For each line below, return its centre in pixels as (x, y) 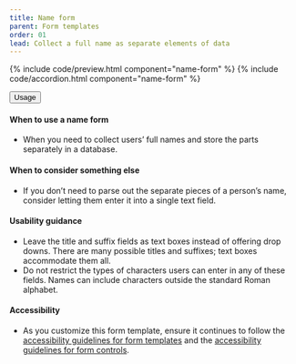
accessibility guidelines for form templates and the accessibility (142, 340)
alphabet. (41, 289)
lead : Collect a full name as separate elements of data (120, 43)
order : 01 (28, 35)
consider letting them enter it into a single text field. (119, 200)
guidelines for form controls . (76, 350)
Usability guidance (46, 221)
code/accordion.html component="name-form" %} (105, 79)
